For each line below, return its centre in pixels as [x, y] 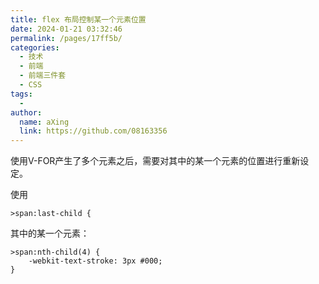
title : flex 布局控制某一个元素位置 [78, 19]
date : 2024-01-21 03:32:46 [66, 29]
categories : [35, 47]
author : [26, 112]
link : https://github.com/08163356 [93, 131]
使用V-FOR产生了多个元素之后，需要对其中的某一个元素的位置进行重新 [155, 161]
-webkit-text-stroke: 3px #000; [95, 261]
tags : [21, 94]
